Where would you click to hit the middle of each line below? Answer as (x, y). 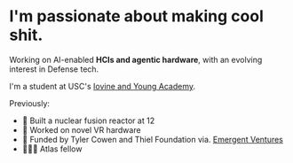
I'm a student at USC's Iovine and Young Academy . (103, 86)
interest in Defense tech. (54, 69)
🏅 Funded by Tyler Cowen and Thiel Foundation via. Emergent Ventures (153, 139)
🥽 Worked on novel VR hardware (81, 129)
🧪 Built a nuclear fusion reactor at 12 (88, 120)
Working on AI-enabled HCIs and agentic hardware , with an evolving (136, 59)
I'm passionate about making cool (137, 16)
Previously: (30, 103)
